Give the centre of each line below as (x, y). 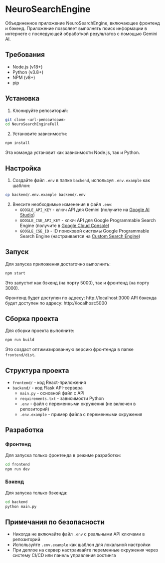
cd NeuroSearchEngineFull (32, 124)
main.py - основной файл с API (52, 393)
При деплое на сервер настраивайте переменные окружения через (85, 550)
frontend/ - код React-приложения (49, 382)
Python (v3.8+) (28, 72)
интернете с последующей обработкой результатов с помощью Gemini (81, 33)
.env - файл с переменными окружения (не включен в (78, 404)
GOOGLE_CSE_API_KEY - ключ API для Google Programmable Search (88, 220)
